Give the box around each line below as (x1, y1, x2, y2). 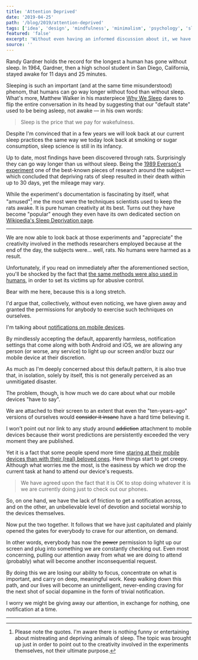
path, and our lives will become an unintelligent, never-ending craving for (6, 581, 184, 588)
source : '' (6, 42, 33, 48)
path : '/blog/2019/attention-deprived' (6, 20, 104, 25)
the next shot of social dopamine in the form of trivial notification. (6, 588, 165, 595)
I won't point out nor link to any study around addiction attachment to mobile (6, 425, 192, 432)
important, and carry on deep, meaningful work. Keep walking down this (6, 575, 181, 583)
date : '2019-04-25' (6, 14, 54, 20)
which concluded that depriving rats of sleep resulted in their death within (6, 173, 186, 180)
